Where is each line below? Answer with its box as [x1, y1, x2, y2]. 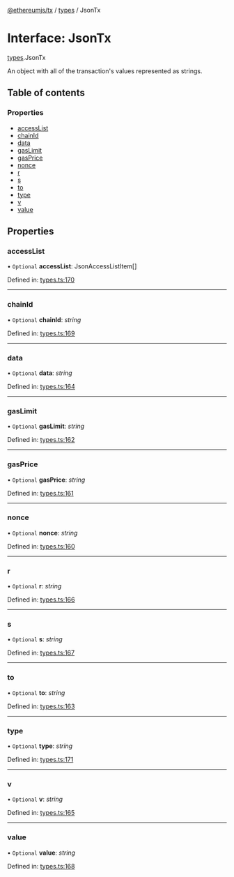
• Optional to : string [7, 688, 65, 696]
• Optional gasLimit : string [7, 422, 85, 431]
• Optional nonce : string [7, 528, 78, 537]
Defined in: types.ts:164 [7, 382, 75, 390]
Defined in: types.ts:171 [7, 755, 74, 763]
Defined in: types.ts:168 [7, 862, 75, 870]
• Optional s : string [7, 635, 63, 643]
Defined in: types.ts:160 [7, 542, 75, 550]
